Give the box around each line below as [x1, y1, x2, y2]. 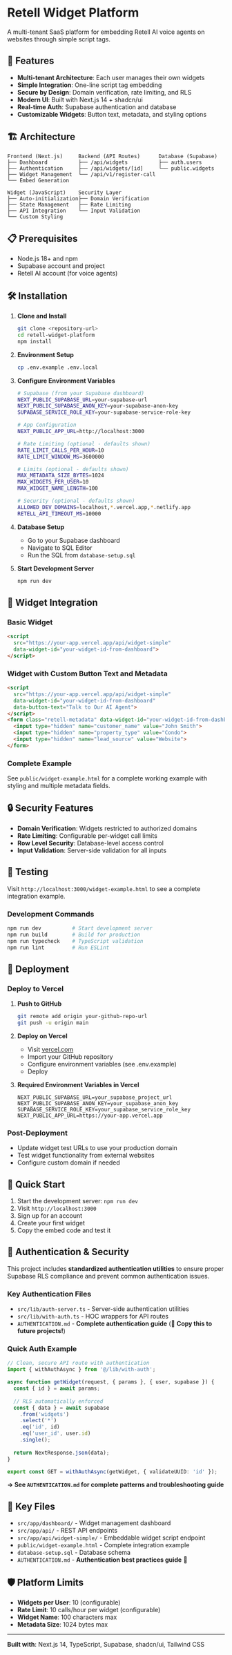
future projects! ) [17, 1327, 66, 1335]
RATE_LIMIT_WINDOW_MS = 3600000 [17, 453, 105, 460]
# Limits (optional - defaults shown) [17, 466, 129, 472]
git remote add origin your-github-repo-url [17, 1013, 148, 1020]
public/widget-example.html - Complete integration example [17, 1541, 190, 1549]
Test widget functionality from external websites [17, 1151, 155, 1160]
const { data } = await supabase [13, 1404, 110, 1411]
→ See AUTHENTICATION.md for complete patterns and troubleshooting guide [7, 1480, 224, 1489]
